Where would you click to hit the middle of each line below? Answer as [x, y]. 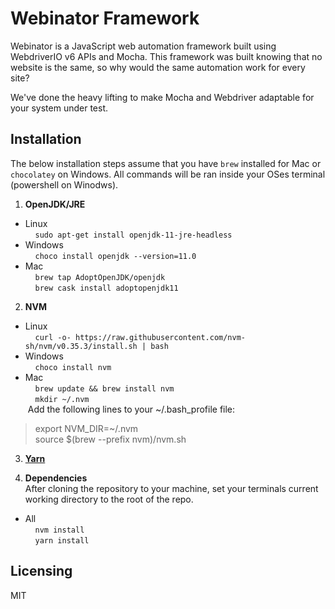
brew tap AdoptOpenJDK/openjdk [100, 277]
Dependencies [56, 478]
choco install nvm [73, 367]
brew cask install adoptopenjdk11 [106, 288]
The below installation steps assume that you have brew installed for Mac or [166, 163]
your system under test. [59, 108]
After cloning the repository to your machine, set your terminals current [171, 488]
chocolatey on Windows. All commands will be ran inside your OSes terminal [168, 174]
